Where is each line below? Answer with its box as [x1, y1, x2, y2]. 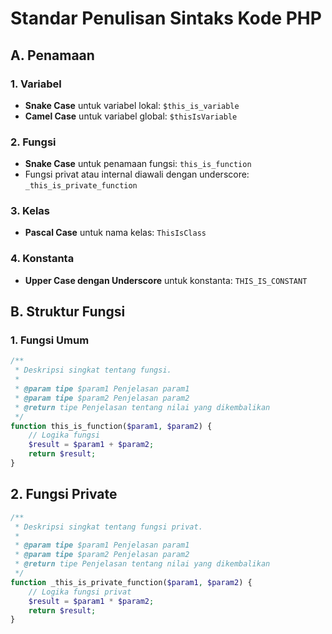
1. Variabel [10, 77, 62, 91]
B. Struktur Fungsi [10, 303, 126, 321]
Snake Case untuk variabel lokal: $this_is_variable [24, 99, 240, 111]
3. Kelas [10, 204, 51, 218]
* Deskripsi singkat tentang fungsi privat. [14, 522, 203, 532]
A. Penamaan [10, 47, 95, 64]
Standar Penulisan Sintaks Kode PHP [10, 7, 322, 30]
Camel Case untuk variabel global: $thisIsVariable [24, 110, 238, 122]
